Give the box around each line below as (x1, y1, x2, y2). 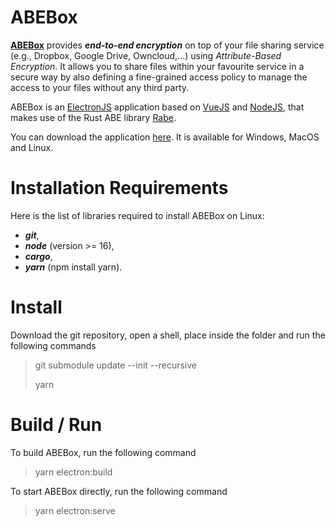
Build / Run (10, 414, 103, 436)
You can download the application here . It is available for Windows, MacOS (10, 131, 320, 143)
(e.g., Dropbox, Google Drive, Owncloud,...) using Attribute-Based (10, 49, 282, 61)
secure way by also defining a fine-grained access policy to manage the (10, 71, 308, 83)
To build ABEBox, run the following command (10, 446, 197, 458)
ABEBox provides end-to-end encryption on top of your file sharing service (10, 39, 325, 51)
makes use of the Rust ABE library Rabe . (10, 111, 177, 123)
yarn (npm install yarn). (24, 261, 123, 273)
